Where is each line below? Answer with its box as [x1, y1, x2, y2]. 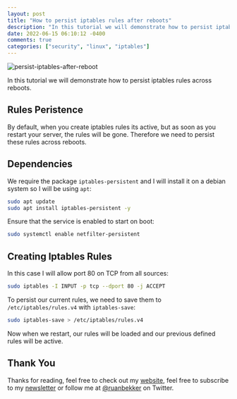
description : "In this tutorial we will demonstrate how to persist [7, 23, 213, 30]
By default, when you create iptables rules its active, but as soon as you [7, 123, 217, 131]
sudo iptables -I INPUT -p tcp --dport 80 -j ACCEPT [7, 283, 166, 290]
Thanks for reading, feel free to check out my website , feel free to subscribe [7, 376, 229, 384]
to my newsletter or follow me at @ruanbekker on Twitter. [7, 383, 174, 392]
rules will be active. [7, 336, 63, 345]
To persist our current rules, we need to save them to [7, 295, 162, 304]
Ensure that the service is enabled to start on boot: [7, 217, 154, 226]
